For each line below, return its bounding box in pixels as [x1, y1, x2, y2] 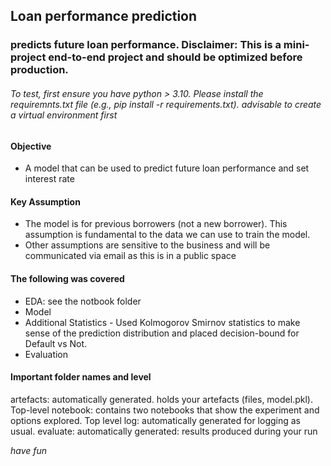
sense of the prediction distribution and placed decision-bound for [24, 327, 300, 339]
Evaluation [24, 348, 69, 360]
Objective [10, 140, 52, 152]
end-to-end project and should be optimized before [48, 50, 303, 64]
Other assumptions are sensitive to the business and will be [24, 239, 271, 251]
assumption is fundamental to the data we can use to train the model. [24, 229, 311, 241]
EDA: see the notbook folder [24, 295, 142, 307]
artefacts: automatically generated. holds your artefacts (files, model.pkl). [10, 393, 313, 405]
